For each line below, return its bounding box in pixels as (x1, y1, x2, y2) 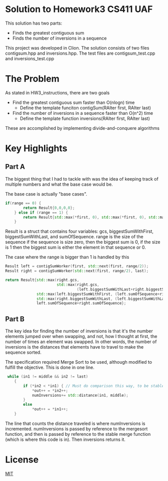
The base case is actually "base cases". (5, 191, 87, 197)
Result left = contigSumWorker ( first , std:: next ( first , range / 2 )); (5, 264, 149, 269)
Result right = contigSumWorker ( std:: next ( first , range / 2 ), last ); (5, 268, 149, 274)
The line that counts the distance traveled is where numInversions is (5, 420, 146, 426)
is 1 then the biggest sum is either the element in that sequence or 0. (5, 244, 146, 250)
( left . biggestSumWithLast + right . (76, 287, 146, 292)
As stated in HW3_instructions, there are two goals (5, 89, 110, 96)
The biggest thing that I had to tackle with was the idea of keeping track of (5, 176, 158, 182)
